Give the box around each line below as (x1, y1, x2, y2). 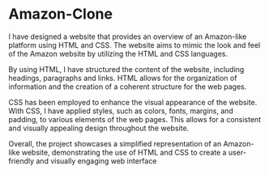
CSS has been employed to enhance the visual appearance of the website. (8, 97, 258, 107)
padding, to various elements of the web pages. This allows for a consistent (8, 114, 262, 124)
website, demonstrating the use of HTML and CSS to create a (21, 147, 227, 157)
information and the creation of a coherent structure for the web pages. (8, 82, 247, 91)
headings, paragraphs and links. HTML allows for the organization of (8, 73, 237, 83)
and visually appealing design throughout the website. (8, 123, 190, 133)
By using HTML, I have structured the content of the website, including (8, 64, 245, 74)
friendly (8, 155, 35, 166)
